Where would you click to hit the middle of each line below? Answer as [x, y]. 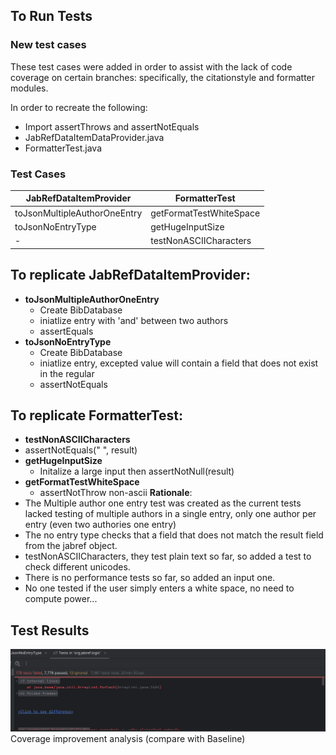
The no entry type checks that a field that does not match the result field [174, 535]
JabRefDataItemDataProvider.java [94, 137]
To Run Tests [51, 16]
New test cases [48, 45]
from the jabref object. [71, 546]
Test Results [50, 630]
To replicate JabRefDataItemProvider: [130, 275]
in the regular [67, 373]
